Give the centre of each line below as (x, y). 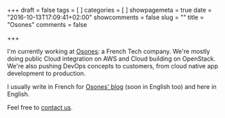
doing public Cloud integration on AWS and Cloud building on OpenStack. (111, 59)
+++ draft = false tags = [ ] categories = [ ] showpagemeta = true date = (109, 10)
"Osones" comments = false (47, 24)
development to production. (46, 73)
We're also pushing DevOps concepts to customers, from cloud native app (113, 66)
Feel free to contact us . (40, 107)
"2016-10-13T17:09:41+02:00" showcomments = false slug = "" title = (106, 17)
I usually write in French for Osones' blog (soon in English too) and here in (112, 87)
